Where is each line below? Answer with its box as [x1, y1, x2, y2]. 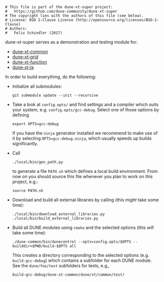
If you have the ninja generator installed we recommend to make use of [12, 130, 158, 136]
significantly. [12, 141, 38, 146]
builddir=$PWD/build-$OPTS [12, 244, 68, 249]
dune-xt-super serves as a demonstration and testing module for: [5, 39, 138, 45]
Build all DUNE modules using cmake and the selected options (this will [12, 224, 154, 230]
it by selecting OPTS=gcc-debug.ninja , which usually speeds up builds [12, 135, 152, 141]
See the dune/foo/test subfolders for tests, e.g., [12, 263, 110, 268]
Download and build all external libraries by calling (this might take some [12, 197, 159, 203]
